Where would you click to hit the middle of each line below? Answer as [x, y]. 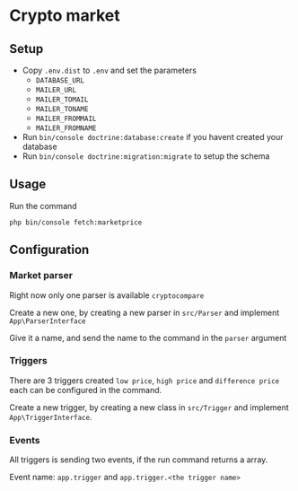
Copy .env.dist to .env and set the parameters [110, 70]
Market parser [41, 276]
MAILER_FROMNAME [66, 128]
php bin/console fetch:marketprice [76, 222]
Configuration [49, 250]
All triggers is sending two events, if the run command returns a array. [139, 460]
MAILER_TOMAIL [62, 100]
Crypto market [65, 16]
